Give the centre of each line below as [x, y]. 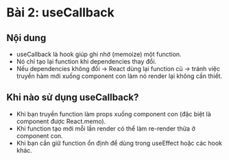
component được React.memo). [61, 121]
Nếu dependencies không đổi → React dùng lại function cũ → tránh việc [118, 69]
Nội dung [26, 38]
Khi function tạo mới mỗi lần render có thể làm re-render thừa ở [106, 129]
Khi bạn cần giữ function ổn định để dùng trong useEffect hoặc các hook [119, 143]
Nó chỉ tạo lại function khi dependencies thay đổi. [86, 62]
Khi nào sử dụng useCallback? [73, 97]
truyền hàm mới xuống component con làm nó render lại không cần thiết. [119, 76]
